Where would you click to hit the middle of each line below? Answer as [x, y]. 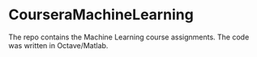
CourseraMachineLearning [101, 15]
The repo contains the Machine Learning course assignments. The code [129, 37]
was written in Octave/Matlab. [58, 45]
